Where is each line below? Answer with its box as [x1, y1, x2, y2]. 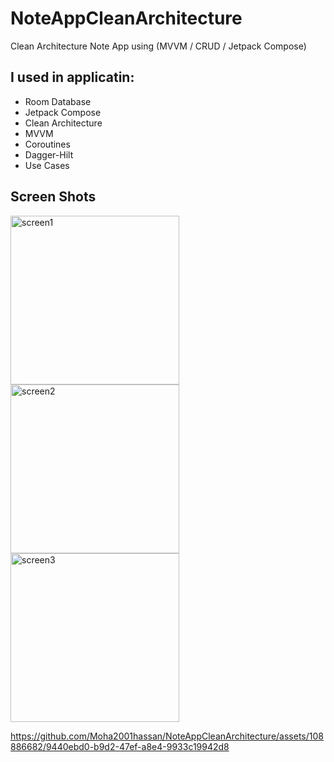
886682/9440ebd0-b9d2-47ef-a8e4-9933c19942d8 [10, 740, 230, 752]
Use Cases [24, 159, 70, 171]
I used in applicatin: [10, 69, 135, 86]
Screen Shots [10, 188, 97, 206]
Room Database [24, 95, 92, 107]
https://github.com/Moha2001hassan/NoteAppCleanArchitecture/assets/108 [10, 730, 324, 742]
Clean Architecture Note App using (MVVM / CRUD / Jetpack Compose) [10, 40, 307, 52]
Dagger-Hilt [24, 148, 74, 161]
